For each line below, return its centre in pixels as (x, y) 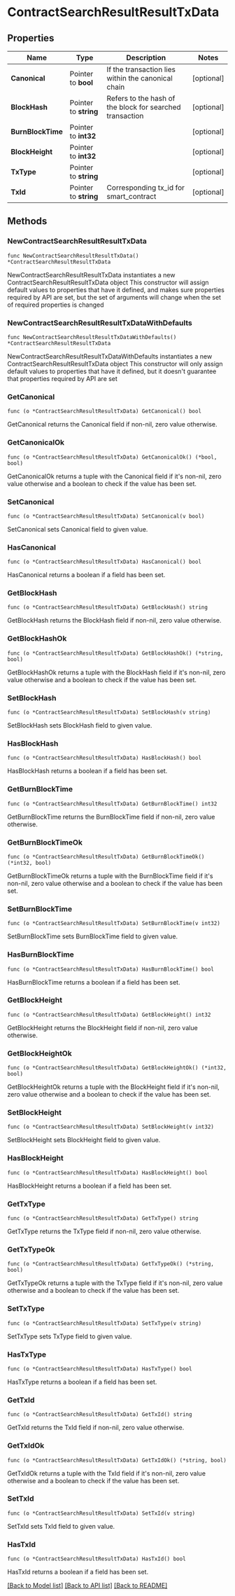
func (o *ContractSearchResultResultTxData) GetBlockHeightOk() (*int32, (117, 1068)
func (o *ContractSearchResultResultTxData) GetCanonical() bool (104, 411)
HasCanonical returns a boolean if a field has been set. (86, 575)
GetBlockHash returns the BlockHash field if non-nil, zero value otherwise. (114, 620)
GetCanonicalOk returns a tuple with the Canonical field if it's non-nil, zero (114, 476)
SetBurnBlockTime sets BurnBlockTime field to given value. (93, 936)
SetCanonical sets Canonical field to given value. (78, 529)
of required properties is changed (56, 305)
